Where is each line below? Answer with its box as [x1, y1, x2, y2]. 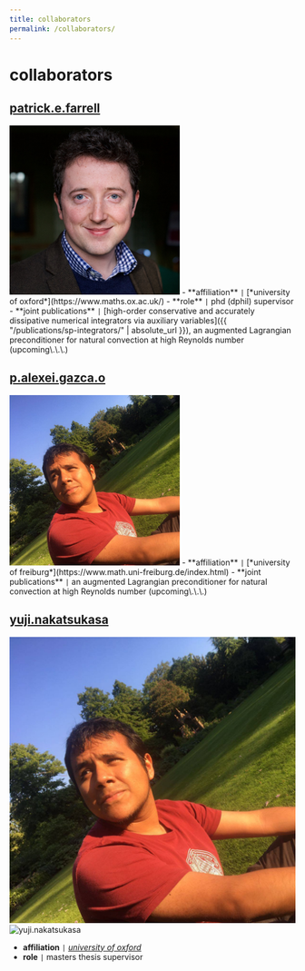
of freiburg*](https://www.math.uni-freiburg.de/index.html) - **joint [9, 566, 261, 577]
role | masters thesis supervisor [22, 951, 143, 962]
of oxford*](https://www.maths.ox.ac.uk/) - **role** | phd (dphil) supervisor [9, 296, 294, 307]
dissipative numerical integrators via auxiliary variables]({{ [9, 315, 228, 326]
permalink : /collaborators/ [9, 24, 116, 34]
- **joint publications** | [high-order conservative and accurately [9, 305, 255, 317]
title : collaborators [9, 15, 92, 24]
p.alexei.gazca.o [9, 371, 106, 386]
